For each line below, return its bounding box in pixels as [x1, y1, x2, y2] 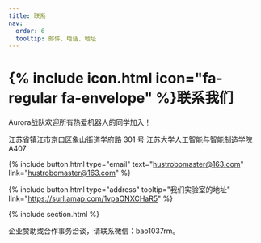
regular [8, 89, 58, 108]
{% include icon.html [8, 70, 153, 87]
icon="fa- [155, 70, 224, 87]
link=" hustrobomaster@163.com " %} [8, 168, 131, 178]
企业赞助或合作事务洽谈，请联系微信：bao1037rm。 [8, 226, 180, 236]
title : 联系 [8, 11, 46, 20]
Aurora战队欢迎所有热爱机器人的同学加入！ [8, 117, 152, 127]
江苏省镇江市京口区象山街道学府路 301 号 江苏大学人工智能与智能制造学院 [8, 134, 253, 144]
